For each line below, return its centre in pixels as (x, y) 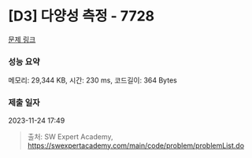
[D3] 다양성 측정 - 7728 (82, 16)
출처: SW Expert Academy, (70, 136)
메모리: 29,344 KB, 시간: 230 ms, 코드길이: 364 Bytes (93, 80)
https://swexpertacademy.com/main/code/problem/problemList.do (136, 145)
